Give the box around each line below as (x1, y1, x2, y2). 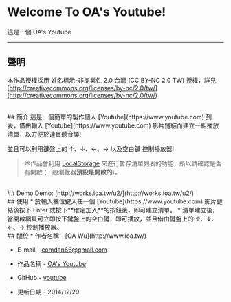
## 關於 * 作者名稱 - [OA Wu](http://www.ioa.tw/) (7, 232, 146, 240)
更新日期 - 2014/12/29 (16, 288, 80, 296)
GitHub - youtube (16, 273, 67, 281)
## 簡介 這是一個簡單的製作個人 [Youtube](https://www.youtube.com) (7, 112, 205, 121)
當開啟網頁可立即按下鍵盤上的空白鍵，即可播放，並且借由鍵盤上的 (7, 214, 194, 223)
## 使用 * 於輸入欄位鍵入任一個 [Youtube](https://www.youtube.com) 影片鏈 (7, 197, 223, 205)
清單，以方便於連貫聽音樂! (7, 130, 82, 138)
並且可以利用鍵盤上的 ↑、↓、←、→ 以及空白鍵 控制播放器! (7, 144, 174, 152)
